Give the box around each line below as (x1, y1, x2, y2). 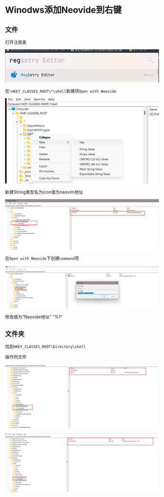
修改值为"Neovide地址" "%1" (5, 314, 63, 320)
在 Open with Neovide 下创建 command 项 (5, 255, 79, 261)
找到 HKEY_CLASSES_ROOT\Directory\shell (5, 344, 86, 350)
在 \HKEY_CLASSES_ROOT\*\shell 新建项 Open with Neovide (5, 88, 116, 94)
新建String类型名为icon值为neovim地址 (5, 189, 83, 195)
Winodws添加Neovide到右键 (5, 4, 122, 16)
